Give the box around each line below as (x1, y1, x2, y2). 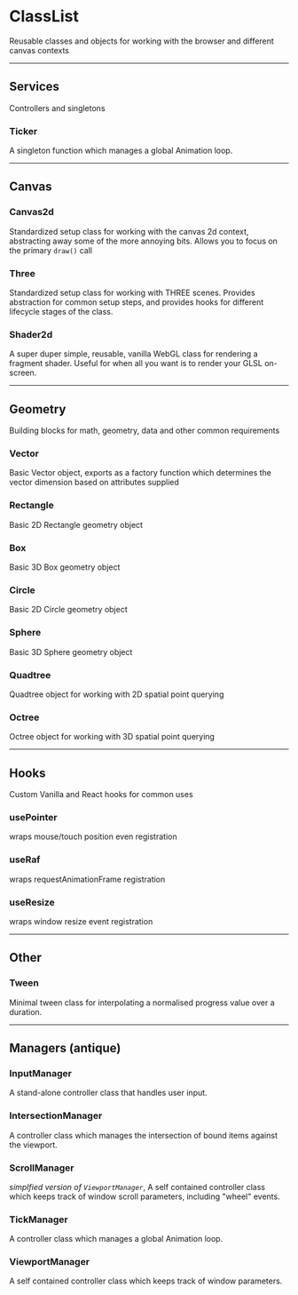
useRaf (9, 853, 41, 866)
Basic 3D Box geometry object (9, 562, 121, 572)
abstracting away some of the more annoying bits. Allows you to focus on (9, 236, 278, 246)
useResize (9, 896, 55, 908)
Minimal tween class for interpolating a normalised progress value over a (9, 997, 275, 1008)
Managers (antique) (9, 1041, 122, 1055)
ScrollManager (9, 1162, 74, 1174)
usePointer (9, 811, 58, 823)
